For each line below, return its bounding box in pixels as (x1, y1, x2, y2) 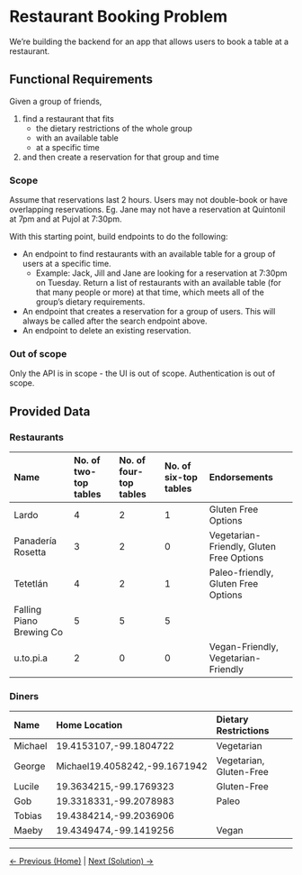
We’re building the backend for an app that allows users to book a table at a (9, 36, 289, 47)
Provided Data (9, 404, 91, 419)
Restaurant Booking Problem (9, 6, 228, 27)
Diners (9, 689, 40, 702)
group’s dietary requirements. (35, 296, 146, 307)
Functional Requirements (9, 72, 153, 87)
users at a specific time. (22, 259, 111, 269)
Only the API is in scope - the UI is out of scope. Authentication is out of (9, 368, 276, 379)
